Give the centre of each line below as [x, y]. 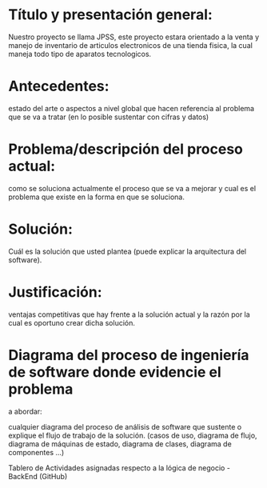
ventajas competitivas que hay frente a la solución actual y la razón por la [129, 314]
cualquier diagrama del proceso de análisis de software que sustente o [125, 426]
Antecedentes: [59, 86]
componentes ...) [36, 452]
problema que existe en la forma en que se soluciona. [97, 197]
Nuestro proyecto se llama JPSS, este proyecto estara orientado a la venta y [134, 37]
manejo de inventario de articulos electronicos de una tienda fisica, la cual [131, 45]
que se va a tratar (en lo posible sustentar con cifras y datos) [109, 117]
